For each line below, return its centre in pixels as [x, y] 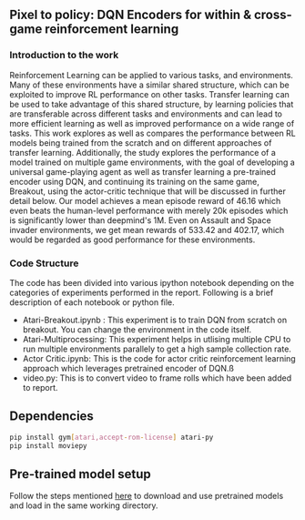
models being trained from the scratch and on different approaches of [141, 143]
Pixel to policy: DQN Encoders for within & [131, 15]
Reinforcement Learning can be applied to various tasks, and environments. [152, 75]
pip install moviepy [49, 445]
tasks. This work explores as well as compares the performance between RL [152, 133]
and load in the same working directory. [84, 505]
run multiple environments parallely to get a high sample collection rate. [157, 349]
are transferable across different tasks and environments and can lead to [146, 114]
